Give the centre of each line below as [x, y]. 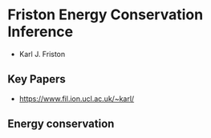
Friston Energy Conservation [105, 15]
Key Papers [37, 79]
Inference [41, 32]
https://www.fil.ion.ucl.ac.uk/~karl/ [77, 99]
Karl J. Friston [42, 54]
